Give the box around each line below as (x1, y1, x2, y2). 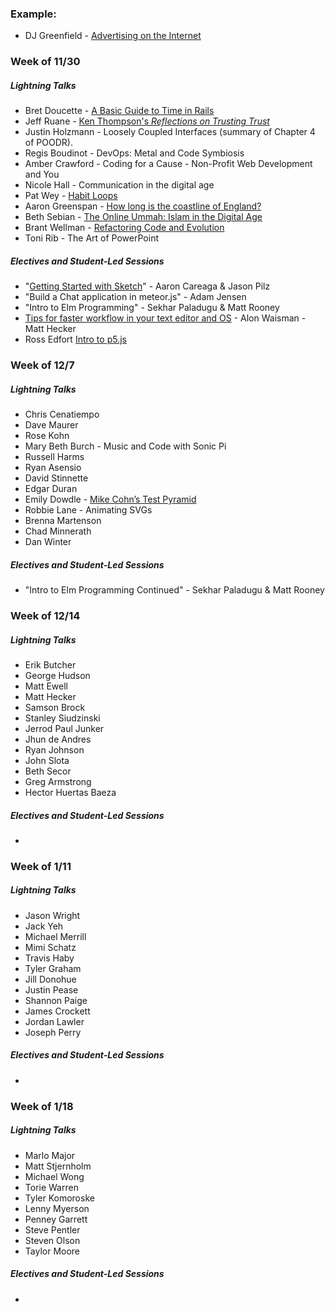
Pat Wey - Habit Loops (24, 190, 118, 202)
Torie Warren (24, 1181, 79, 1193)
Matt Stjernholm (24, 1160, 92, 1172)
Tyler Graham (24, 962, 82, 974)
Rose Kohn (24, 430, 70, 442)
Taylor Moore (24, 1245, 81, 1257)
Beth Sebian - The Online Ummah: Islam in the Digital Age (24, 211, 263, 223)
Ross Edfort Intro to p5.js (24, 333, 127, 346)
